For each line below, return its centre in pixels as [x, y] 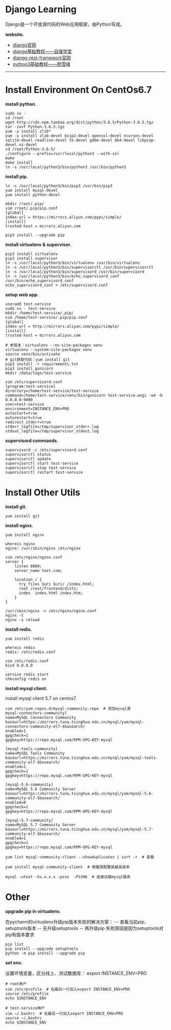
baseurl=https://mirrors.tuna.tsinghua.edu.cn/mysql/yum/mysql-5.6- [79, 793]
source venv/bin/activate [33, 354]
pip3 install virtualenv [32, 254]
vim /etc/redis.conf [27, 661]
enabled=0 [16, 802]
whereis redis [20, 647]
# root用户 [16, 984]
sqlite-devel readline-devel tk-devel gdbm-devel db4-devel [70, 140]
